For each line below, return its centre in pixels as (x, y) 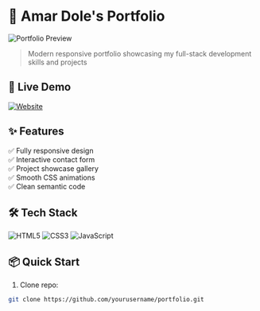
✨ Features (36, 132)
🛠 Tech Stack (43, 213)
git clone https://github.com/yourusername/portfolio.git (106, 300)
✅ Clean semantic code (47, 186)
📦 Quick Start (44, 262)
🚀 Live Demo (40, 87)
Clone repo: (39, 285)
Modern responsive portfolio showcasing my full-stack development (140, 53)
